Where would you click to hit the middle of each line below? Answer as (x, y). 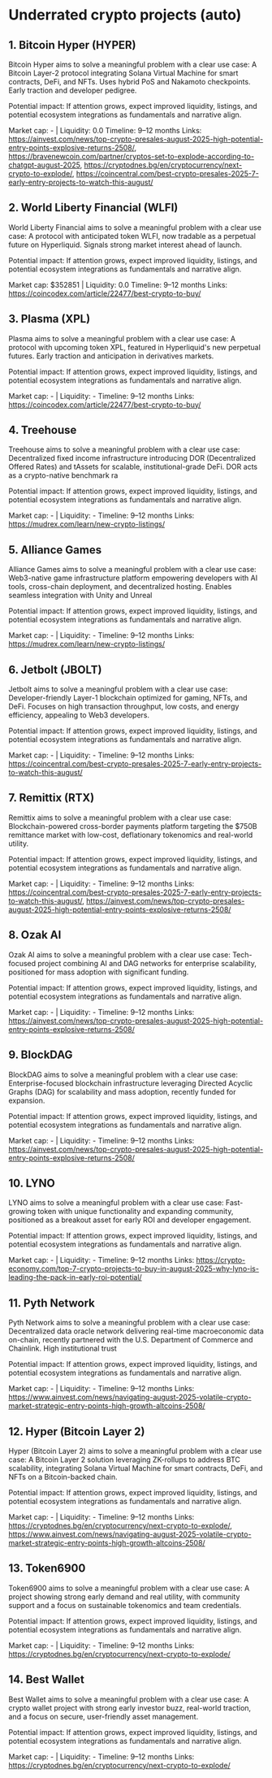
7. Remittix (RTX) (52, 798)
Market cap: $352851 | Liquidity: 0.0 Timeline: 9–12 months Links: (118, 284)
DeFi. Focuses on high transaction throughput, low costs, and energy (124, 707)
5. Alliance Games (55, 550)
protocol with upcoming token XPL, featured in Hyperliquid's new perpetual (135, 347)
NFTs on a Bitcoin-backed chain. (63, 1477)
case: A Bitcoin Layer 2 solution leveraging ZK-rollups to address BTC (125, 1459)
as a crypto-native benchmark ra (63, 475)
